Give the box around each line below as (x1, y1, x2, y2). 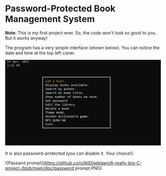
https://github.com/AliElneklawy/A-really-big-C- (44, 160, 142, 166)
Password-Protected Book (5, 3, 116, 14)
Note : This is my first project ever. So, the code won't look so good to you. (5, 30, 157, 36)
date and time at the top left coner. (5, 50, 76, 56)
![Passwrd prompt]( (5, 160, 45, 166)
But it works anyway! (5, 35, 48, 41)
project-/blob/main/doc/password (5, 165, 74, 171)
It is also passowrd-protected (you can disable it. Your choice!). (5, 150, 134, 156)
